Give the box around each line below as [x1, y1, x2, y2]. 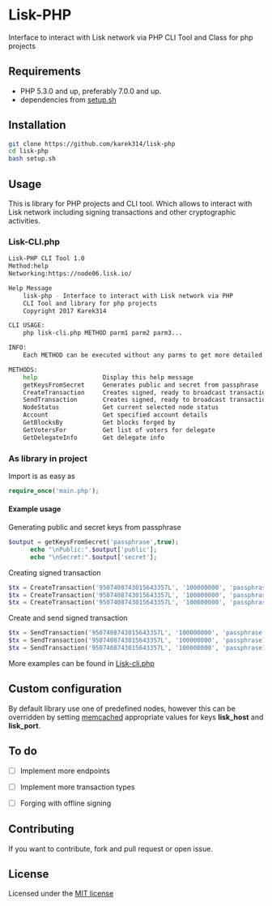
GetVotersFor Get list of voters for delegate [23, 425, 216, 434]
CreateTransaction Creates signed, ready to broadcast [23, 388, 227, 396]
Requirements [8, 65, 81, 79]
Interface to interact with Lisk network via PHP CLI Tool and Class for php [8, 32, 253, 42]
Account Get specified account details [23, 411, 208, 419]
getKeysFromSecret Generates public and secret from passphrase [23, 381, 259, 389]
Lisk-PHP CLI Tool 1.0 [8, 254, 85, 263]
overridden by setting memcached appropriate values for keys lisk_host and [8, 712, 264, 722]
